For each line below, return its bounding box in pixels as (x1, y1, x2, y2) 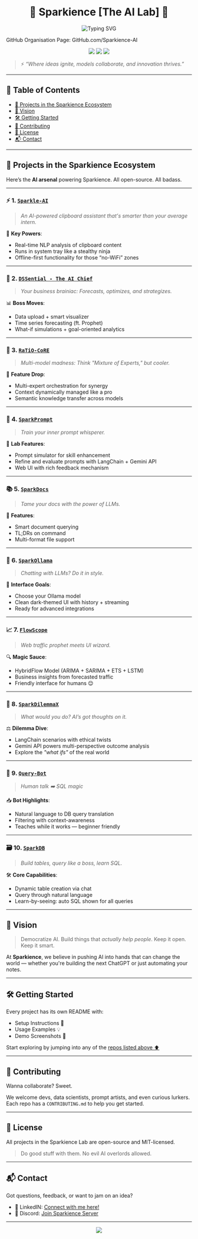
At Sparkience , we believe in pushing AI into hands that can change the (6, 953, 180, 961)
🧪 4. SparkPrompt (6, 415, 53, 423)
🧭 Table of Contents (6, 85, 80, 95)
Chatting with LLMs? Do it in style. (20, 570, 104, 577)
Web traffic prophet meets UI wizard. (20, 641, 111, 648)
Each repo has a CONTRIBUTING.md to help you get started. (6, 1099, 144, 1107)
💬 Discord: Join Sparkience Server (14, 1209, 99, 1217)
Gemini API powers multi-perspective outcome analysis (14, 742, 150, 750)
